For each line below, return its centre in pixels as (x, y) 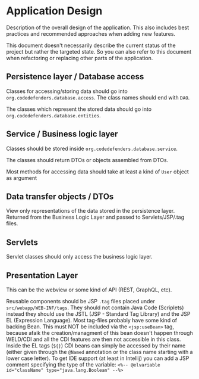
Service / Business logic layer (62, 134)
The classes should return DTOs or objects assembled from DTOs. (87, 160)
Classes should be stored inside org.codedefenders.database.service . (92, 148)
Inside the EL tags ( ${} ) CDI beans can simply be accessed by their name (96, 346)
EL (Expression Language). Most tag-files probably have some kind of (91, 320)
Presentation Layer (42, 275)
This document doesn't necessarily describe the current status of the (91, 45)
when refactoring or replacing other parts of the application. (80, 58)
